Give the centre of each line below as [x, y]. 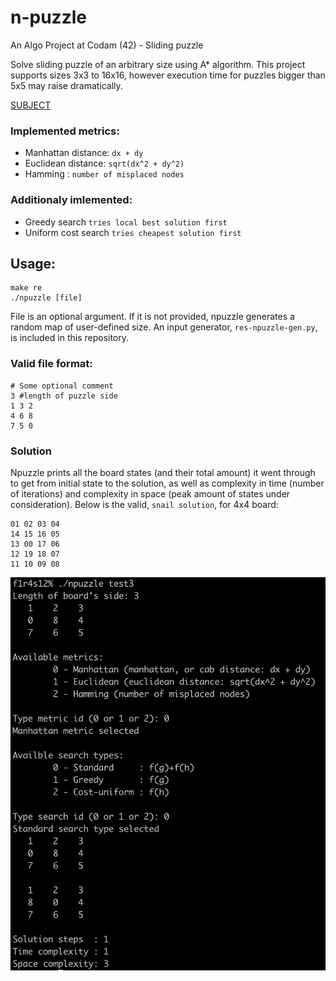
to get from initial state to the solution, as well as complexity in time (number [167, 483]
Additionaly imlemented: [71, 200]
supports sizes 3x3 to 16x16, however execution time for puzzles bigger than [168, 75]
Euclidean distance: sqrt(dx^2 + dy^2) [104, 163]
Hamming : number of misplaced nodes [104, 174]
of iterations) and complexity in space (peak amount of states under [150, 493]
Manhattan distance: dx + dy [84, 153]
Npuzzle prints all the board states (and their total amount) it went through [163, 472]
